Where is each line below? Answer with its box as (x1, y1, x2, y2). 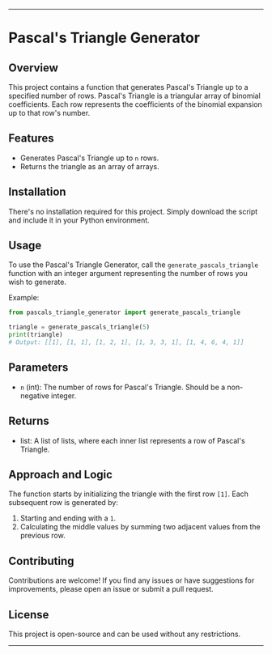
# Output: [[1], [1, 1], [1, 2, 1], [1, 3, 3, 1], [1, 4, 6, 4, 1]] (8, 338, 244, 346)
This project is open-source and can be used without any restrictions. (8, 629, 241, 639)
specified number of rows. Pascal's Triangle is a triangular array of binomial (8, 91, 261, 100)
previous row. (19, 531, 66, 541)
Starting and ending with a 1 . (19, 513, 117, 523)
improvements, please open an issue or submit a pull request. (8, 584, 214, 594)
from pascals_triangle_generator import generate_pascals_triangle (8, 308, 241, 316)
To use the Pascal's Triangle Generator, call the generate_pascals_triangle (8, 260, 259, 270)
